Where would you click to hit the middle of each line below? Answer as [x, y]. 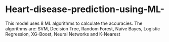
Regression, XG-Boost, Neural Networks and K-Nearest [63, 34]
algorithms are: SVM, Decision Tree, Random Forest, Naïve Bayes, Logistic [83, 28]
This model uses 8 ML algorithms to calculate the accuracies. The [74, 23]
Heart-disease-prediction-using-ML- [85, 9]
